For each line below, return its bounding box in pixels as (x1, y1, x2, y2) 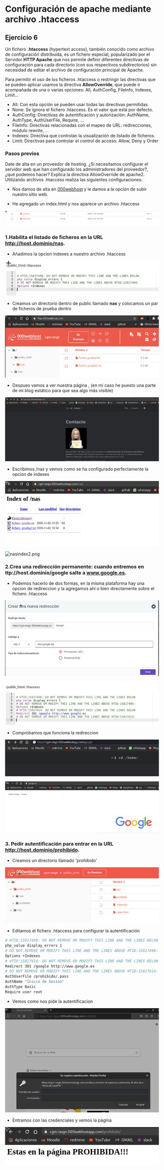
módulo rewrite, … (12, 128, 49, 133)
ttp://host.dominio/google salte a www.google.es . (5, 569, 127, 576)
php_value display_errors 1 (5, 943, 62, 948)
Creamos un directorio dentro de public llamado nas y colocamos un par (12, 301, 159, 306)
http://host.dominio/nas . (5, 240, 65, 246)
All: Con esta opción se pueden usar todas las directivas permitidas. (12, 102, 149, 107)
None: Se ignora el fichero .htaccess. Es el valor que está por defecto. (12, 107, 154, 112)
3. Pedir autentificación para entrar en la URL (5, 840, 114, 847)
